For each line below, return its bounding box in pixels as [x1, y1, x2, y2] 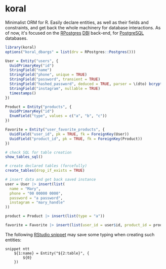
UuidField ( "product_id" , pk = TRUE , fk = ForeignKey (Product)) [9, 136, 142, 141]
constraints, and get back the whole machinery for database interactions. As [5, 24, 161, 30]
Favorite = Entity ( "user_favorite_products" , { [5, 127, 105, 132]
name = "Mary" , [9, 186, 41, 191]
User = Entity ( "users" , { [5, 58, 58, 64]
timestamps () [9, 90, 37, 96]
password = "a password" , [9, 196, 63, 201]
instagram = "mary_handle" [9, 200, 65, 205]
